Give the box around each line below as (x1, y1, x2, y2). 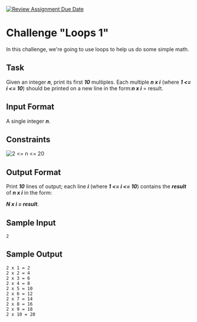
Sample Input (6, 218, 56, 228)
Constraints (6, 134, 51, 144)
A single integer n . (6, 117, 51, 124)
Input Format (6, 102, 55, 112)
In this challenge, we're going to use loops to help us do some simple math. (6, 45, 189, 52)
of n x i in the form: (6, 189, 52, 196)
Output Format (6, 167, 61, 177)
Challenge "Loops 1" (6, 27, 109, 40)
